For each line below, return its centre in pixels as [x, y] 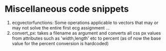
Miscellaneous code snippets [67, 9]
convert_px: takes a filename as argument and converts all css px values [86, 33]
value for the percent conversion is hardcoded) [60, 43]
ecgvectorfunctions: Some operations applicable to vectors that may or [85, 23]
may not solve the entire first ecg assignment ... [61, 27]
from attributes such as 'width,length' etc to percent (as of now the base [86, 38]
